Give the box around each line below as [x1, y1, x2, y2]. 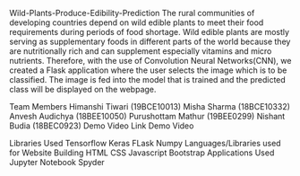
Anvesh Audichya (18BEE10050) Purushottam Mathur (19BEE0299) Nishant [9, 111, 286, 121]
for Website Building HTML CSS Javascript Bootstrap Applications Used [9, 147, 275, 158]
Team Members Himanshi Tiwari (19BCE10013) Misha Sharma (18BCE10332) [9, 101, 291, 111]
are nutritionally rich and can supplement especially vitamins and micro [9, 46, 272, 57]
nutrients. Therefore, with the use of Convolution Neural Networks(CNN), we [9, 56, 292, 66]
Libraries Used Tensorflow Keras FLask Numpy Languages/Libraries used [9, 138, 281, 148]
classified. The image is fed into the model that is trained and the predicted [9, 75, 287, 84]
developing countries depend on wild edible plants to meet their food [9, 17, 264, 28]
